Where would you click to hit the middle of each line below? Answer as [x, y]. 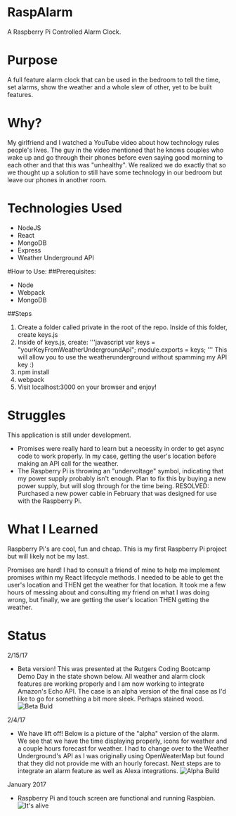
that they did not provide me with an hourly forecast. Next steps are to [119, 763]
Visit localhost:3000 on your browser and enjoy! [87, 387]
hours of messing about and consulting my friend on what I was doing [109, 592]
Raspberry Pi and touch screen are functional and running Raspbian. [116, 798]
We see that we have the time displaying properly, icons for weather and [122, 741]
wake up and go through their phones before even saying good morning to [115, 157]
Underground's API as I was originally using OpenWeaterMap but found [121, 756]
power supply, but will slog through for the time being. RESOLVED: [113, 485]
